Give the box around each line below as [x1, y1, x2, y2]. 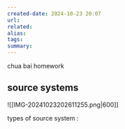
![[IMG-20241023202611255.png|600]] [7, 100, 119, 109]
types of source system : [7, 114, 79, 122]
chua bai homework [7, 62, 64, 70]
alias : [7, 29, 27, 37]
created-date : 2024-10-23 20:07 [7, 10, 101, 17]
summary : [7, 43, 33, 50]
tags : [7, 36, 23, 43]
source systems [7, 82, 79, 94]
